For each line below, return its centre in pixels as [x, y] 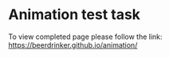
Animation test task [75, 15]
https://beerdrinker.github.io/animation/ [73, 44]
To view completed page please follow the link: [85, 37]
